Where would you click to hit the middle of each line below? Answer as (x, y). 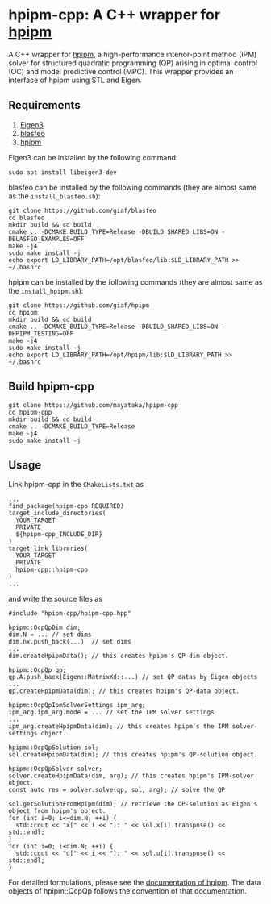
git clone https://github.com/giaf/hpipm (79, 305)
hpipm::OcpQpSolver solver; (56, 769)
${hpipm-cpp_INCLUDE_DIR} (59, 535)
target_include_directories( (57, 514)
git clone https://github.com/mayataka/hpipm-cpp (94, 405)
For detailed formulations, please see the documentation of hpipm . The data (135, 883)
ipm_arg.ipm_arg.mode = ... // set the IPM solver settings (112, 712)
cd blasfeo (27, 218)
